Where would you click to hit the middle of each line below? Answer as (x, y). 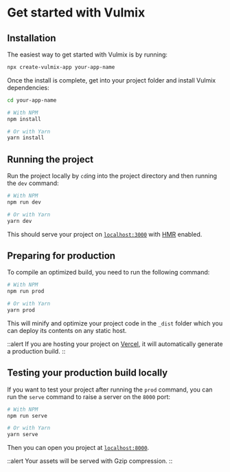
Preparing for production (61, 256)
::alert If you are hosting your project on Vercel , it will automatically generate (115, 344)
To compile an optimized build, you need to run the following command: (108, 272)
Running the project (50, 159)
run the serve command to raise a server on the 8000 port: (89, 396)
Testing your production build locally (88, 373)
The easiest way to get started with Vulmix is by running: (88, 54)
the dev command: (33, 183)
